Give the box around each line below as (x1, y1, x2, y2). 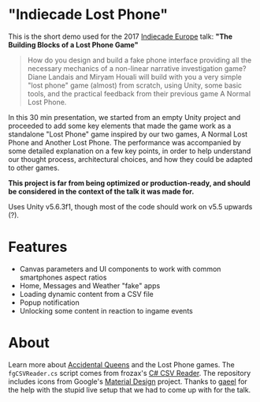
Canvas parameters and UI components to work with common (19, 264, 221, 273)
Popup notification (19, 298, 80, 307)
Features (8, 239, 68, 256)
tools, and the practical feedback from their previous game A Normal (27, 88, 251, 98)
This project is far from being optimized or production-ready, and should (8, 178, 251, 187)
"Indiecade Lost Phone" (8, 6, 168, 24)
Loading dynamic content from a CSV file (19, 289, 154, 299)
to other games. (8, 163, 60, 172)
